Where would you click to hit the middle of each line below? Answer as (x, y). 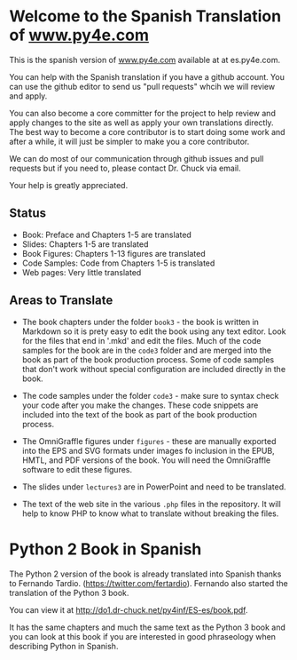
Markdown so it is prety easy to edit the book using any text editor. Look (154, 331)
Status (28, 214)
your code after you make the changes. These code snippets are (140, 405)
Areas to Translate (61, 301)
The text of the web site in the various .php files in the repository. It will (151, 504)
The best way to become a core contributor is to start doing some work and (147, 131)
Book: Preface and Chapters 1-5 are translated (107, 235)
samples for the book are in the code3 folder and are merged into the (147, 350)
